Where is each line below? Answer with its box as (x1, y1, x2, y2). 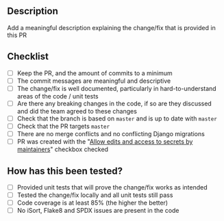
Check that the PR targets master (16, 122, 110, 130)
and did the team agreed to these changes (16, 107, 137, 115)
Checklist (7, 51, 49, 62)
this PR (7, 31, 27, 39)
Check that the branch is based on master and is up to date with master (16, 114, 217, 122)
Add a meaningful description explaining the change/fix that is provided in (7, 23, 216, 31)
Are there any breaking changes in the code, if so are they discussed (16, 99, 212, 107)
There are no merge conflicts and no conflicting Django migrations (16, 130, 206, 138)
